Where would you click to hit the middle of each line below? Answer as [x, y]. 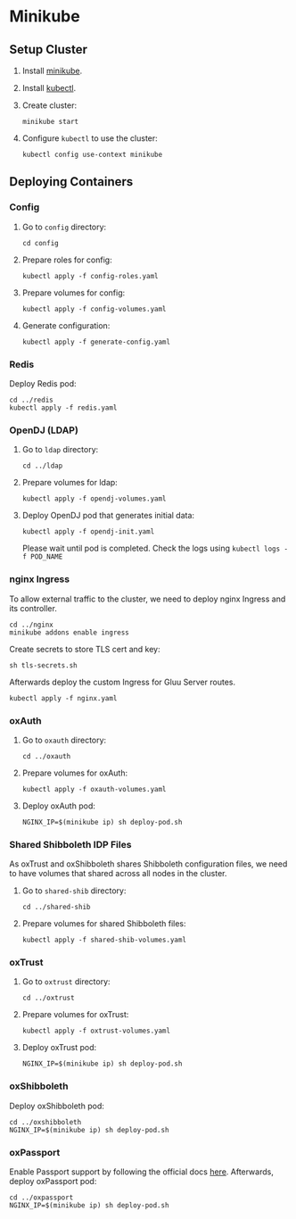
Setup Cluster [48, 50]
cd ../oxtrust [48, 998]
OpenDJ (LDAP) [44, 430]
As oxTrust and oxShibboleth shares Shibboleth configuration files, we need [148, 864]
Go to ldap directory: [60, 450]
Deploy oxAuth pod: [58, 806]
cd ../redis [31, 400]
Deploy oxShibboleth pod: [57, 1106]
